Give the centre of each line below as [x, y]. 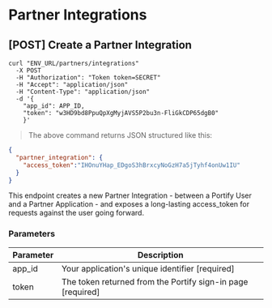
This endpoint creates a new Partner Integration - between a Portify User [130, 195]
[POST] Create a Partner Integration [100, 45]
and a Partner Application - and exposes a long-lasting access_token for [129, 204]
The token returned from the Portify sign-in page [155, 281]
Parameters [32, 234]
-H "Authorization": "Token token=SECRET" [88, 78]
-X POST [29, 71]
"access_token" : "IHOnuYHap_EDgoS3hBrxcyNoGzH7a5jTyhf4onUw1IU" [132, 165]
